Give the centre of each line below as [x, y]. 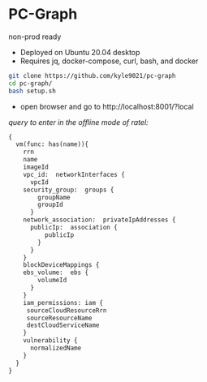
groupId [50, 205]
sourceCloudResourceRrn [67, 310]
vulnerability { [51, 341]
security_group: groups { [69, 190]
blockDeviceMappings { [61, 265]
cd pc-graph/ [30, 83]
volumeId [52, 281]
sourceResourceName [59, 318]
